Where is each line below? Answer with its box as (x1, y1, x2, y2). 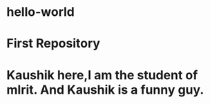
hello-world (6, 4, 75, 20)
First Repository (6, 36, 101, 52)
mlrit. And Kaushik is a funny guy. (6, 82, 204, 97)
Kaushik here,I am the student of (6, 67, 198, 83)
